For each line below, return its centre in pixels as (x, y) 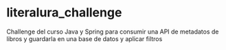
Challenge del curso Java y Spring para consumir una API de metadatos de (113, 32)
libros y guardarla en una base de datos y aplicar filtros (84, 38)
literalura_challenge (64, 13)
